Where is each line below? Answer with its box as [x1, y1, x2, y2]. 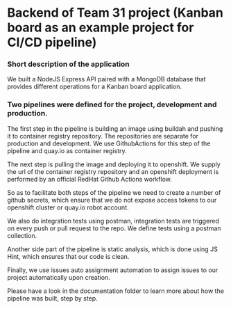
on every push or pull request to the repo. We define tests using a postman [7, 224, 221, 232]
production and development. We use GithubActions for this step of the [7, 139, 211, 148]
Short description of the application [7, 59, 130, 69]
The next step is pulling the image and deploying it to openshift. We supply [7, 160, 221, 168]
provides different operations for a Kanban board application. [7, 82, 182, 91]
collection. [7, 231, 37, 239]
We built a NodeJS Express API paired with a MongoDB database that [7, 75, 206, 84]
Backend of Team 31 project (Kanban [7, 5, 224, 21]
